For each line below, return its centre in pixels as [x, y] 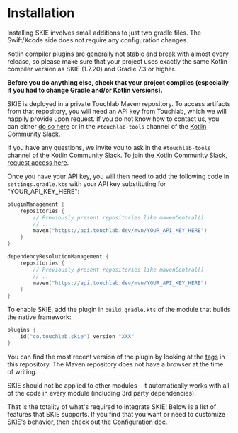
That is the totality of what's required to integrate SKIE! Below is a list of [112, 406]
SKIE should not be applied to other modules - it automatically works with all [119, 385]
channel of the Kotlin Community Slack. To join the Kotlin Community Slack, [118, 155]
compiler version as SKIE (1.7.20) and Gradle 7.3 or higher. [92, 69]
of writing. [22, 371]
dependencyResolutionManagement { [58, 257]
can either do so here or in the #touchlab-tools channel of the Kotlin [107, 126]
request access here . [38, 162]
